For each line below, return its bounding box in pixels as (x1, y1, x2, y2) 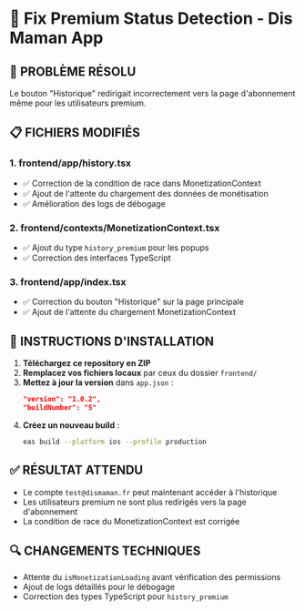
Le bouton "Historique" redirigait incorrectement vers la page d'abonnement (9, 88, 296, 98)
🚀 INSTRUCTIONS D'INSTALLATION (9, 333, 215, 349)
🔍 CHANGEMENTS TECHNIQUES (9, 543, 201, 558)
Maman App (9, 27, 104, 48)
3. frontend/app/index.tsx (9, 275, 127, 288)
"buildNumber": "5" (22, 402, 97, 412)
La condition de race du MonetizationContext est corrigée (22, 515, 240, 526)
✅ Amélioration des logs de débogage (22, 198, 166, 209)
